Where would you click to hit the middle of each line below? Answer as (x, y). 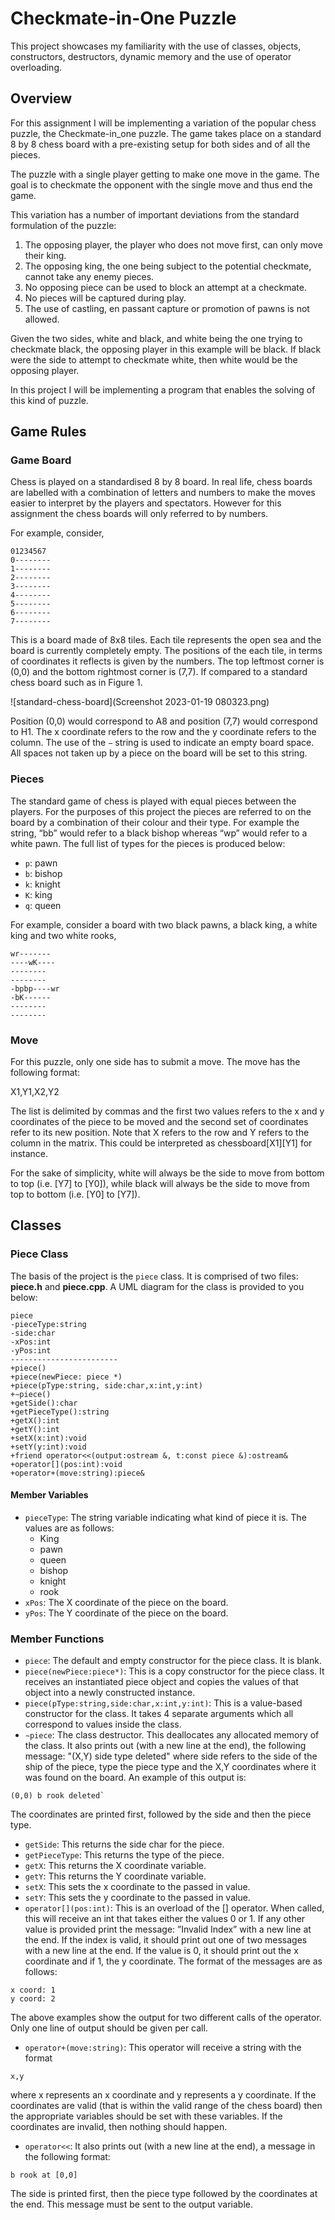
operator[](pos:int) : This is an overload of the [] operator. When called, (174, 1908)
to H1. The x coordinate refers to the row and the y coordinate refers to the (163, 732)
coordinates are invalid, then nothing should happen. (119, 2127)
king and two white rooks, (63, 935)
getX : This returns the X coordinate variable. (115, 1866)
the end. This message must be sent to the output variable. (132, 2204)
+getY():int (35, 1429)
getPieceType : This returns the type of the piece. (124, 1855)
